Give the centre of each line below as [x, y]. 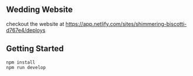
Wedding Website [39, 10]
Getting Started [35, 49]
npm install [21, 62]
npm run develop [26, 67]
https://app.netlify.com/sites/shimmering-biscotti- [126, 24]
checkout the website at [35, 24]
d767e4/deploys [26, 30]
